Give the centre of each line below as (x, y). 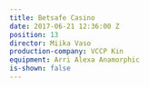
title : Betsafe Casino (52, 18)
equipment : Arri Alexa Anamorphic (75, 60)
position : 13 (34, 34)
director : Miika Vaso (50, 43)
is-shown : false (40, 69)
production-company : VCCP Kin (67, 52)
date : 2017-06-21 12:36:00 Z (65, 26)
